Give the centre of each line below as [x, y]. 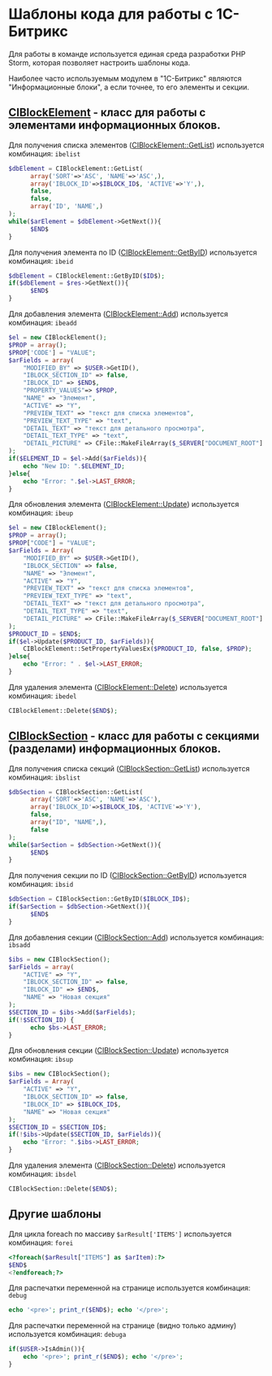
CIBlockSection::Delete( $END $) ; [63, 1189]
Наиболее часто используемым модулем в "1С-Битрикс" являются [125, 78]
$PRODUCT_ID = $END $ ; [45, 634]
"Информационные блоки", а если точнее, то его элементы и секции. [129, 87]
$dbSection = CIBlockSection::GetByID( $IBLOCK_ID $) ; [99, 899]
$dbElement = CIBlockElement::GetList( [76, 168]
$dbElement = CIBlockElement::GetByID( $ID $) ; [86, 276]
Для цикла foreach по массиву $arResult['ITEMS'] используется [120, 1234]
